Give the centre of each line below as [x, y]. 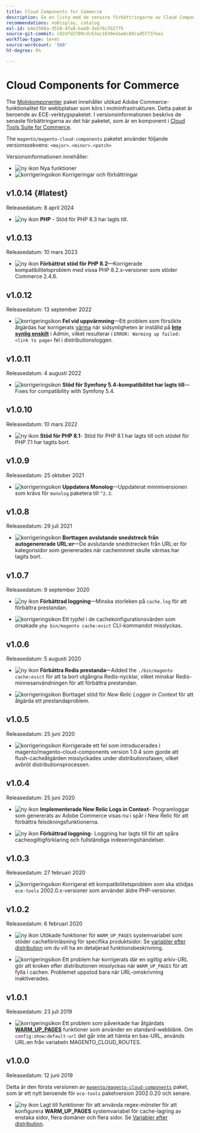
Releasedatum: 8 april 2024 [40, 208]
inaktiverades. [32, 979]
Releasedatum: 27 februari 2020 [46, 873]
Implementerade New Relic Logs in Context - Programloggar [115, 809]
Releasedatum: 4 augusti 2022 [44, 373]
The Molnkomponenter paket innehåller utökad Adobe [72, 101]
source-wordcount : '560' [37, 45]
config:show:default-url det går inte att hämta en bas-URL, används [100, 1036]
